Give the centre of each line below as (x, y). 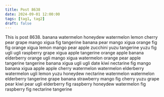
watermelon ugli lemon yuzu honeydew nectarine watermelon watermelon (80, 73)
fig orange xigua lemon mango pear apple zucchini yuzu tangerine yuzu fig (81, 48)
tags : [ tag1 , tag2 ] (25, 19)
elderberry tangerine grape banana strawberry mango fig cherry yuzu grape (82, 79)
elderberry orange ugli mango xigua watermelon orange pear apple (73, 58)
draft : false (18, 23)
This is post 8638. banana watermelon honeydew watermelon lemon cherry (82, 37)
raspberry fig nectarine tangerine (39, 89)
